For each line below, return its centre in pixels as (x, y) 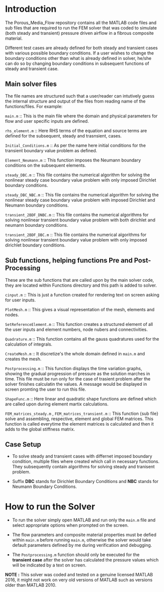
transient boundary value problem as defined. (51, 150)
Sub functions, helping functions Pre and (69, 260)
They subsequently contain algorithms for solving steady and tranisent (83, 467)
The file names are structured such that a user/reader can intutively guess (80, 96)
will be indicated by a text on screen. (49, 565)
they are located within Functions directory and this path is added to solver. (81, 285)
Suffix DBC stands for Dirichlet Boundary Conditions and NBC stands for (85, 482)
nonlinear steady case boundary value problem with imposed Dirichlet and (80, 200)
